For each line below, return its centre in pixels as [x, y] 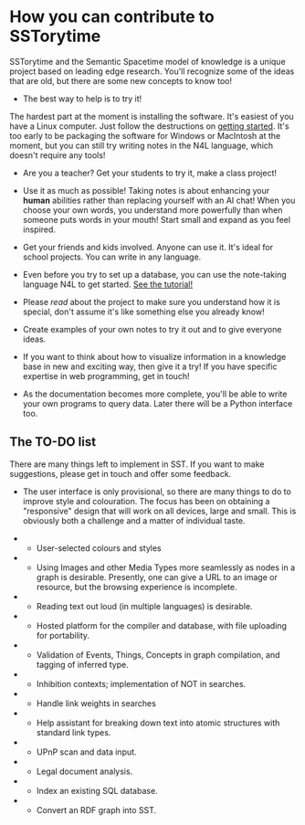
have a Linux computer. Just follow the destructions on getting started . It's [149, 126]
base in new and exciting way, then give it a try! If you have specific [150, 366]
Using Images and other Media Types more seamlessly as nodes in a [166, 567]
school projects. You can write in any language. [112, 257]
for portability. [63, 635]
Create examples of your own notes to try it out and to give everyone [152, 329]
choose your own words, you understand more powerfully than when [152, 210]
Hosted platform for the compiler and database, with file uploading [162, 625]
